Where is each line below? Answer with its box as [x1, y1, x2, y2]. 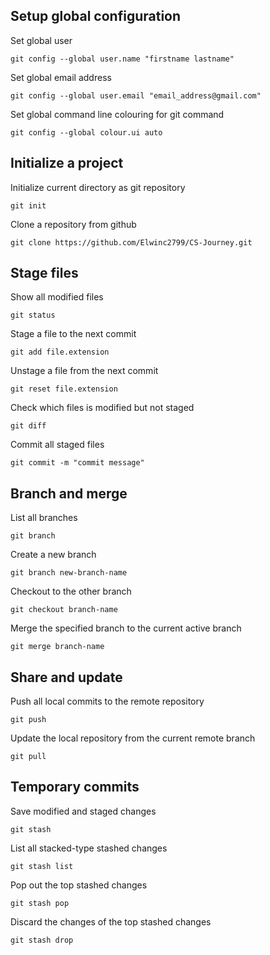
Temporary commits [10, 779, 140, 796]
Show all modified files [10, 291, 104, 303]
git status [10, 310, 56, 321]
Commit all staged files [10, 439, 105, 451]
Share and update [10, 669, 123, 686]
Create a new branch [10, 549, 97, 561]
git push [10, 715, 47, 725]
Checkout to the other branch [10, 585, 132, 598]
